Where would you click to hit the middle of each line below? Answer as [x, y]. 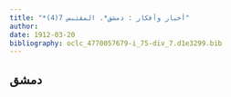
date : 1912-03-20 [42, 34]
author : [24, 26]
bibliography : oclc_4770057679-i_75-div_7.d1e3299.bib [116, 43]
